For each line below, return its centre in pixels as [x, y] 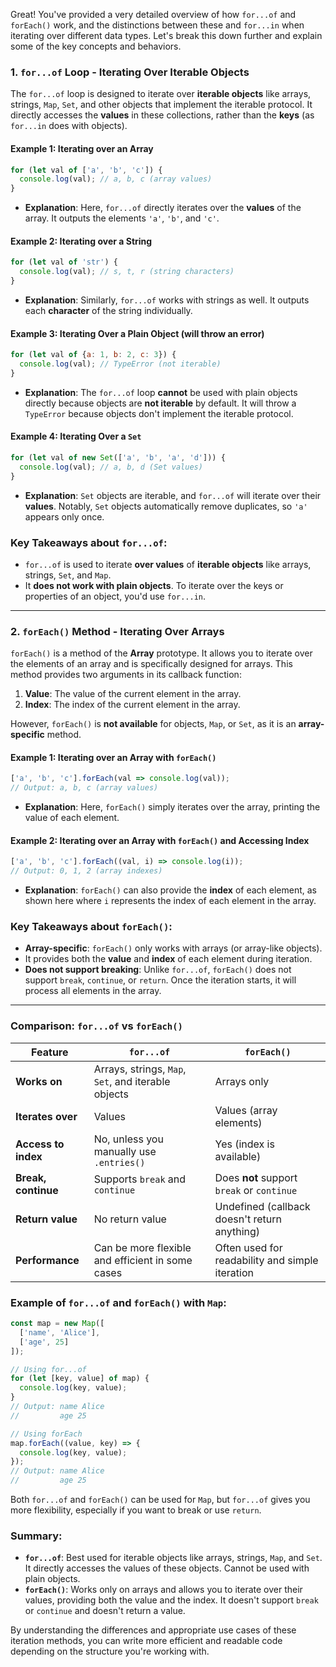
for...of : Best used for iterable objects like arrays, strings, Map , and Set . [173, 1558]
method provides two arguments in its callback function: [126, 675]
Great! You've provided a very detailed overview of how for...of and [153, 14]
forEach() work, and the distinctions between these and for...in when [157, 25]
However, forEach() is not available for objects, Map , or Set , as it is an [153, 724]
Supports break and [140, 1179]
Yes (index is [244, 1144]
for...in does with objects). [69, 126]
